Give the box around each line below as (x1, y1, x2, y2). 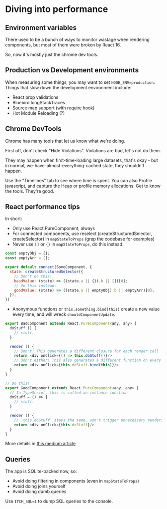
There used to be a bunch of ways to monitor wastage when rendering (5, 36, 150, 42)
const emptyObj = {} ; (5, 251, 50, 256)
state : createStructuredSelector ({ (9, 269, 83, 274)
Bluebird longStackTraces (12, 99, 66, 105)
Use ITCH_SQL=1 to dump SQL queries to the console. (5, 498, 113, 505)
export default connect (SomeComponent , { (5, 264, 92, 270)
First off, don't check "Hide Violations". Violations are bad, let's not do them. (5, 147, 162, 153)
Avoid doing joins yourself (12, 483, 66, 490)
